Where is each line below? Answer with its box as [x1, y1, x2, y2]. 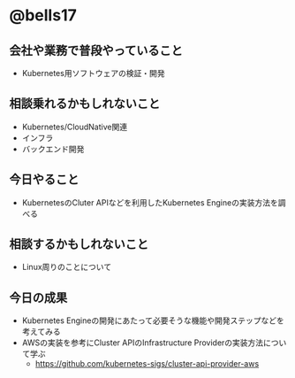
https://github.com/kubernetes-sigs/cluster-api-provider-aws [34, 359, 260, 369]
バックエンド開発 [21, 143, 85, 154]
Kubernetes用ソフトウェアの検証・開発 [21, 68, 165, 78]
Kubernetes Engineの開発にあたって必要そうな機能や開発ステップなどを [21, 315, 284, 326]
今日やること [9, 172, 79, 187]
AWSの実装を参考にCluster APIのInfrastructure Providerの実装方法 [21, 337, 264, 348]
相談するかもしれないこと [9, 236, 148, 252]
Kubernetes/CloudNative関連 [21, 121, 128, 132]
